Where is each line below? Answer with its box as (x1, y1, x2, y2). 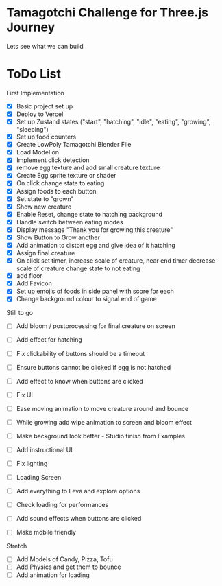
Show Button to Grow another (16, 233, 101, 242)
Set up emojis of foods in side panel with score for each (16, 287, 174, 296)
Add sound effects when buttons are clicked (16, 515, 142, 523)
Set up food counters (16, 132, 77, 141)
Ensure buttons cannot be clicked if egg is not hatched (16, 363, 171, 371)
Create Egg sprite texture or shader (16, 172, 116, 180)
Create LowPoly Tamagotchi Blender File (16, 141, 132, 149)
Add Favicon (16, 279, 53, 288)
